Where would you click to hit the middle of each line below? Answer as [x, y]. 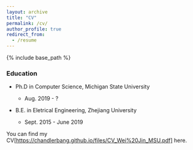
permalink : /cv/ [27, 23]
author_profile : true [34, 29]
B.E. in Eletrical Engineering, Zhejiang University [76, 110]
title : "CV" [21, 18]
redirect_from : [26, 35]
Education [22, 73]
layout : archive [27, 12]
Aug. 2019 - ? [41, 99]
